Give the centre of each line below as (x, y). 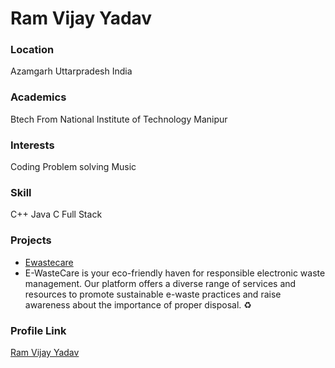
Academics (38, 97)
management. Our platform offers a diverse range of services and (160, 283)
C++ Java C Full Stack (56, 214)
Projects (31, 240)
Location (32, 50)
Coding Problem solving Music (73, 167)
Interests (32, 145)
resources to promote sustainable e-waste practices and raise (153, 294)
